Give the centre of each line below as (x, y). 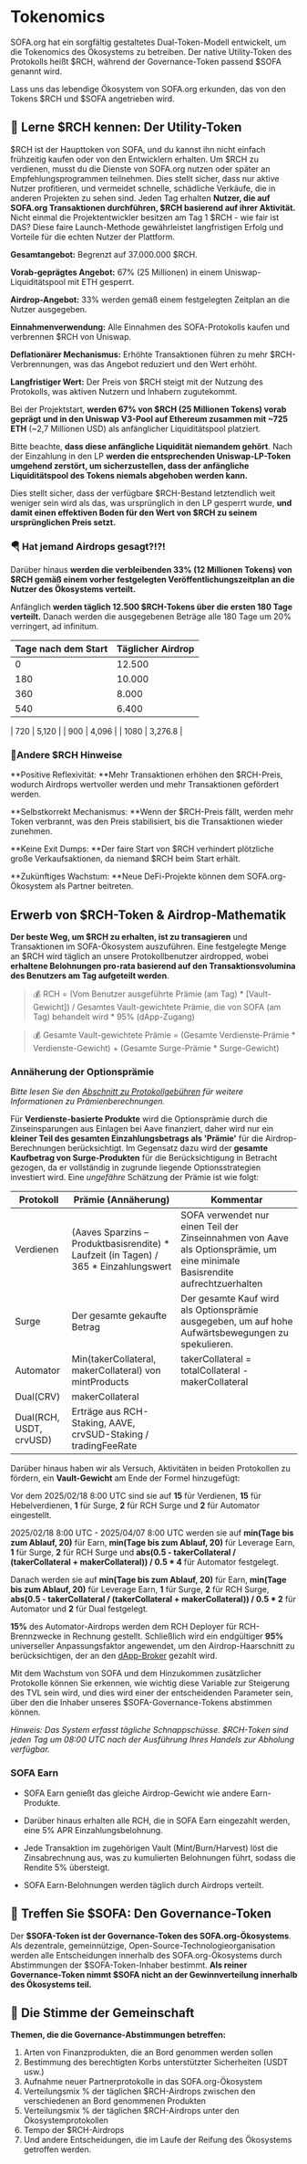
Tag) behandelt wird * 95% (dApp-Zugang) (113, 1017)
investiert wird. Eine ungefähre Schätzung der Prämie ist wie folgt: (134, 1177)
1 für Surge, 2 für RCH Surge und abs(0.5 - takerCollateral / (123, 1552)
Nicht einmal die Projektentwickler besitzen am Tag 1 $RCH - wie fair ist (145, 217)
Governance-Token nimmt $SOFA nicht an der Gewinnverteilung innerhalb (154, 1974)
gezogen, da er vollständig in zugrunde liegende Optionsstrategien (136, 1167)
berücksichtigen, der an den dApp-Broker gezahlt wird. (114, 1656)
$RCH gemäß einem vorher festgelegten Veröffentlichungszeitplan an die (153, 580)
